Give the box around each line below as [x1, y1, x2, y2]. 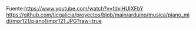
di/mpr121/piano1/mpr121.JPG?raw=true [6, 18, 102, 24]
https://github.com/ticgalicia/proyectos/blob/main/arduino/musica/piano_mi [6, 11, 190, 18]
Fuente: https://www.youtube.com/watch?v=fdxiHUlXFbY [6, 5, 144, 12]
